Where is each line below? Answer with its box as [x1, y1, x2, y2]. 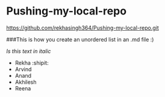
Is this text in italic [6, 47, 51, 55]
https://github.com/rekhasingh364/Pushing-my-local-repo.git [6, 24, 160, 31]
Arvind [14, 65, 32, 73]
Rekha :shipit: [14, 59, 49, 66]
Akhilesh [14, 78, 37, 86]
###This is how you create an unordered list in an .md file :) [6, 36, 154, 43]
